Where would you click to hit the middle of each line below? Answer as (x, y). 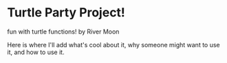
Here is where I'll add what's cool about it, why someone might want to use (113, 45)
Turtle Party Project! (66, 13)
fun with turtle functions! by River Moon (63, 32)
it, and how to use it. (36, 52)
